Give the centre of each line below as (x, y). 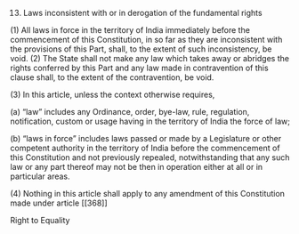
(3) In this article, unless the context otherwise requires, (113, 94)
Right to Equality (40, 220)
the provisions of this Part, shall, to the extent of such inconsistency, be (141, 49)
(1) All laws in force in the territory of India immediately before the (130, 30)
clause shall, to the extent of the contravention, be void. (112, 77)
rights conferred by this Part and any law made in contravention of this (140, 68)
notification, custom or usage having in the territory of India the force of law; (150, 121)
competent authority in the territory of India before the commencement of (145, 148)
